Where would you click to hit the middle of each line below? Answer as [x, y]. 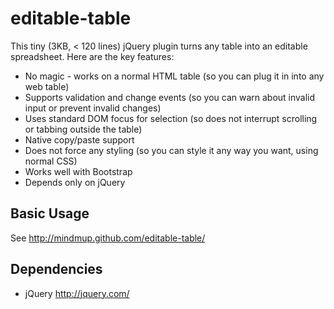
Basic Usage [50, 213]
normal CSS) [51, 161]
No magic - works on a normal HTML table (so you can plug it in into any [174, 76]
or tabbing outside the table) [83, 129]
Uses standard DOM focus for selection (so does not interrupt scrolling [171, 118]
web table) [47, 86]
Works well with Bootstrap [78, 171]
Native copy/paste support [79, 139]
